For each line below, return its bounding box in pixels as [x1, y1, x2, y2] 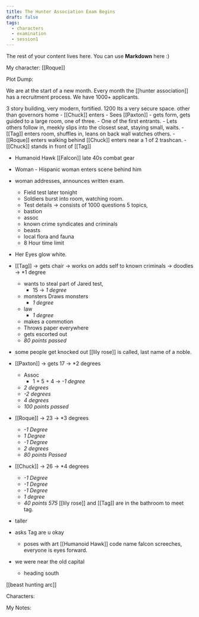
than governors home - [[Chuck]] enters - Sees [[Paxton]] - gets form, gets [6, 111, 191, 118]
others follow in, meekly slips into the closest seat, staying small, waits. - [6, 124, 184, 131]
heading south [23, 569, 59, 577]
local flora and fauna [23, 233, 74, 240]
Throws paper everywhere [23, 324, 89, 331]
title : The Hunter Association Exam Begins [6, 8, 116, 15]
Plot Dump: [6, 75, 34, 83]
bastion [23, 208, 43, 214]
